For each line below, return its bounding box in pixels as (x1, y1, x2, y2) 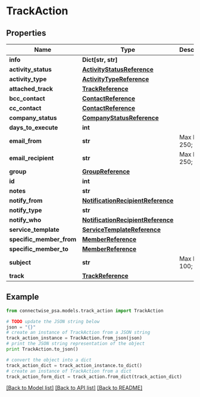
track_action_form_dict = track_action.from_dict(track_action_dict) (6, 374, 183, 380)
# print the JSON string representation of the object (6, 341, 145, 347)
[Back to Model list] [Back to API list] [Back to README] (6, 384, 143, 392)
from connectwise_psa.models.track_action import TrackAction (6, 308, 164, 314)
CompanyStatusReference (82, 114, 159, 122)
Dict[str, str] (82, 55, 118, 64)
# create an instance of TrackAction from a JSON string (6, 330, 151, 336)
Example (6, 292, 39, 302)
